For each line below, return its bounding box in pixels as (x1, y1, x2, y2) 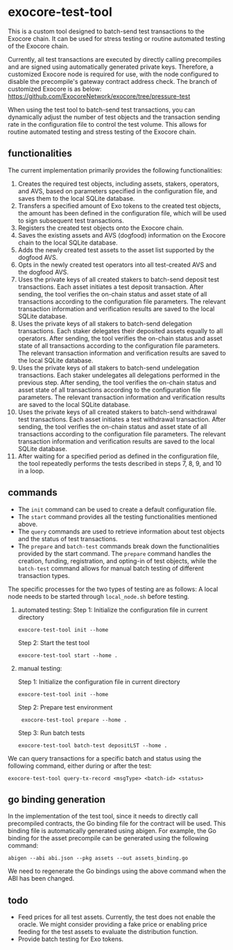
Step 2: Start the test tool (17, 638, 89, 646)
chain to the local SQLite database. (17, 238, 119, 247)
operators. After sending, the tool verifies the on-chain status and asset (17, 334, 223, 342)
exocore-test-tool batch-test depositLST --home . (17, 742, 168, 749)
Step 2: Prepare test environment (17, 703, 113, 711)
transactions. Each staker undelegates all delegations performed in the (17, 371, 221, 379)
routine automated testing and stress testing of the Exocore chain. (8, 127, 197, 136)
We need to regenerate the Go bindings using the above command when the (8, 867, 226, 875)
